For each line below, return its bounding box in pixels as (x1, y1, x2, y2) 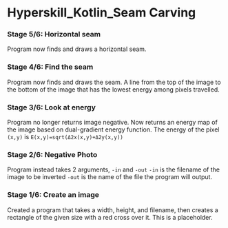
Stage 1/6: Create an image (7, 190, 100, 200)
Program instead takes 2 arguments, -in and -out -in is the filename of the (7, 165, 220, 174)
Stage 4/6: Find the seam (7, 62, 94, 72)
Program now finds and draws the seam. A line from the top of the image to (7, 78, 222, 86)
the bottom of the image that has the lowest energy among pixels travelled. (7, 85, 220, 94)
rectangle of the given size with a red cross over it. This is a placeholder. (7, 213, 213, 221)
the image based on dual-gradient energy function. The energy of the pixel (7, 125, 220, 134)
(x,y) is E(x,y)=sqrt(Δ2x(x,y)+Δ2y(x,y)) (7, 133, 124, 141)
